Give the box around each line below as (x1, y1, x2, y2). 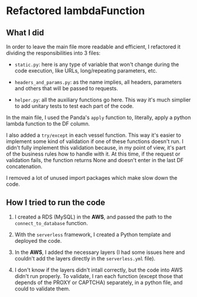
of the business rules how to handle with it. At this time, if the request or (6, 150, 181, 157)
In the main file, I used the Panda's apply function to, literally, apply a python (6, 114, 191, 121)
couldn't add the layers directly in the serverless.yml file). (14, 255, 156, 262)
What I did (6, 28, 44, 38)
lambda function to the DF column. (6, 120, 90, 127)
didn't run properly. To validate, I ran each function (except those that (14, 272, 183, 279)
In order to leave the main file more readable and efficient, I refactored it (6, 43, 181, 50)
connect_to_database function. (14, 219, 88, 226)
